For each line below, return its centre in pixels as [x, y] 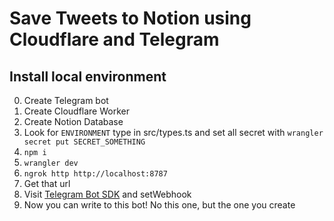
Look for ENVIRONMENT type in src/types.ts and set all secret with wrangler [173, 132]
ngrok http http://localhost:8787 [95, 174]
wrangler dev [51, 163]
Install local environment [88, 76]
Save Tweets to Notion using [130, 18]
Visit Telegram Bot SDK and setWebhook [107, 194]
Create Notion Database [73, 121]
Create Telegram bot [66, 100]
